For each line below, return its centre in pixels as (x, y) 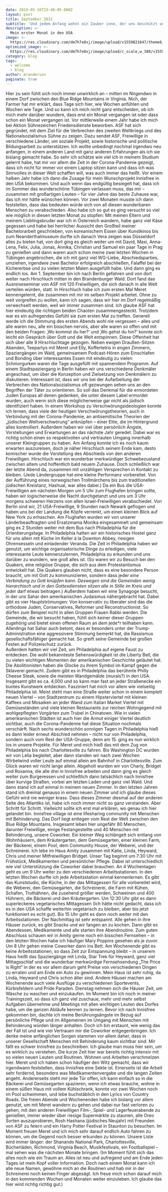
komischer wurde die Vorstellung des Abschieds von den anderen (73, 453)
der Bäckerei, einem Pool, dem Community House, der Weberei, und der (80, 845)
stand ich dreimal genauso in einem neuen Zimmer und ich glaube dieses (81, 792)
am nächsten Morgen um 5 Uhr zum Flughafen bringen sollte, (93, 490)
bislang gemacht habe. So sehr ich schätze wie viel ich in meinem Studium (82, 157)
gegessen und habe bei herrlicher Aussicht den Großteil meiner (71, 226)
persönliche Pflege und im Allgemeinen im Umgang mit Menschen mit (77, 1020)
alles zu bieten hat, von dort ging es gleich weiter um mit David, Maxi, (77, 242)
